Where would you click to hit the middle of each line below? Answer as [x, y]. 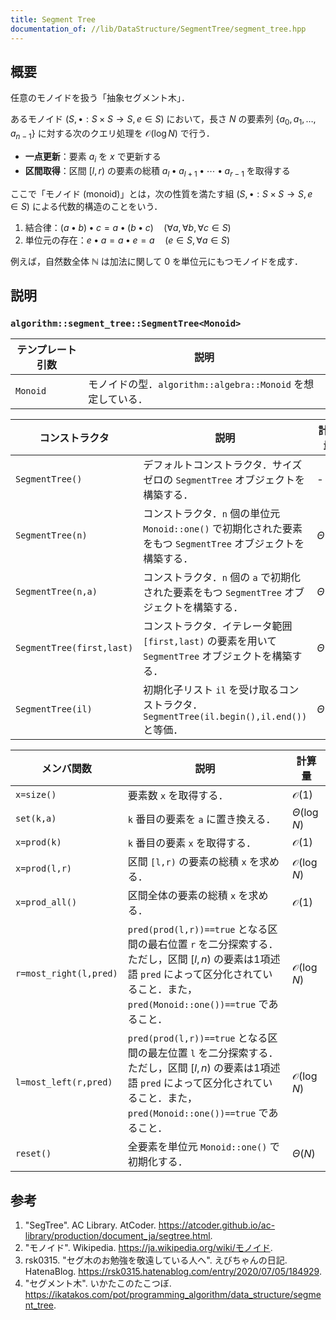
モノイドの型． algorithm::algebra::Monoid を [196, 384]
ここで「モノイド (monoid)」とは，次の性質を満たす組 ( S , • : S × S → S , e [161, 193]
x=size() [36, 795]
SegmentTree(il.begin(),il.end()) [225, 717]
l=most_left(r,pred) [64, 1082]
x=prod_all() [46, 902]
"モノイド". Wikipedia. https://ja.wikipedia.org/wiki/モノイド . [148, 1247]
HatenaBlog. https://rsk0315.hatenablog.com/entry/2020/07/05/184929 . [173, 1271]
